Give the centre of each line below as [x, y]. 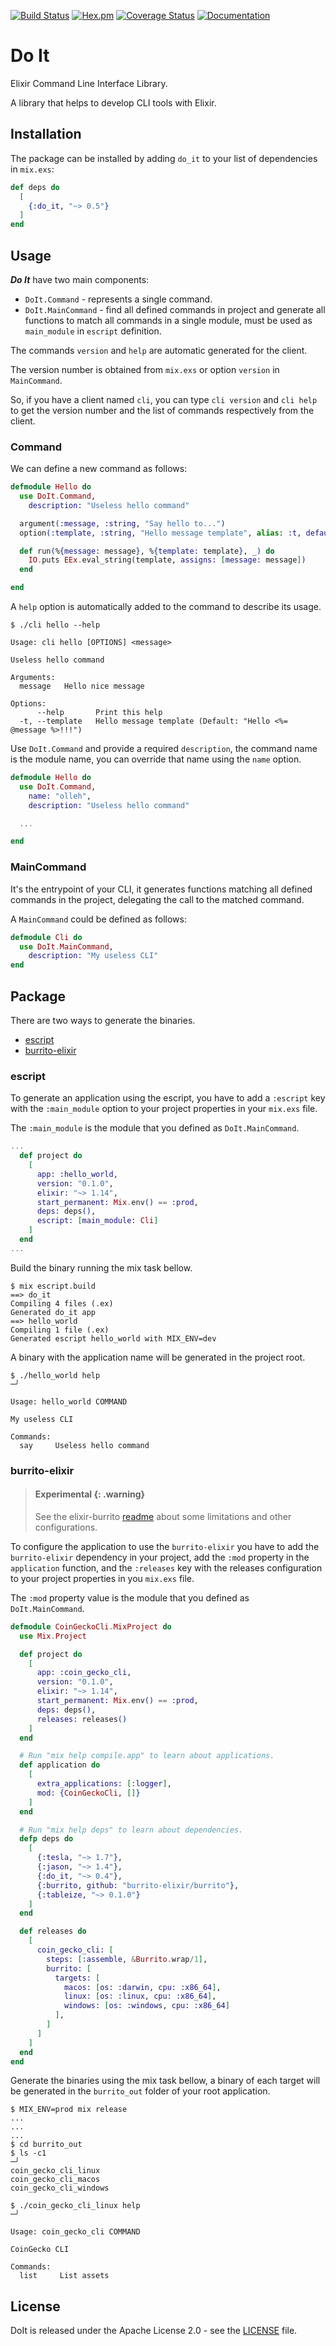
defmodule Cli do [46, 937]
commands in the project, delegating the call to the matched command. [157, 899]
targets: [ [77, 1978]
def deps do [35, 187]
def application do [60, 1765]
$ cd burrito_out [46, 2145]
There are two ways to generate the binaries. [103, 1020]
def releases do [53, 1931]
